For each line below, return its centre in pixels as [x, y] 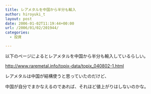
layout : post [19, 19]
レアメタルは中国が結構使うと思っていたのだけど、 [57, 76]
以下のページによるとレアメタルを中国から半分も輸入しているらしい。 [77, 56]
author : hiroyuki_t [25, 14]
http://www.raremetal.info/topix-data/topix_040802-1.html [65, 66]
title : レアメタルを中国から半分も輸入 [40, 10]
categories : [17, 32]
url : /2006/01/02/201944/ [32, 28]
